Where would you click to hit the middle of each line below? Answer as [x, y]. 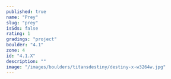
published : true [26, 12]
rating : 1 [18, 34]
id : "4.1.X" [21, 56]
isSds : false [22, 28]
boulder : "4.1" [25, 45]
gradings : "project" [32, 39]
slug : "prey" [22, 23]
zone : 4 [16, 50]
